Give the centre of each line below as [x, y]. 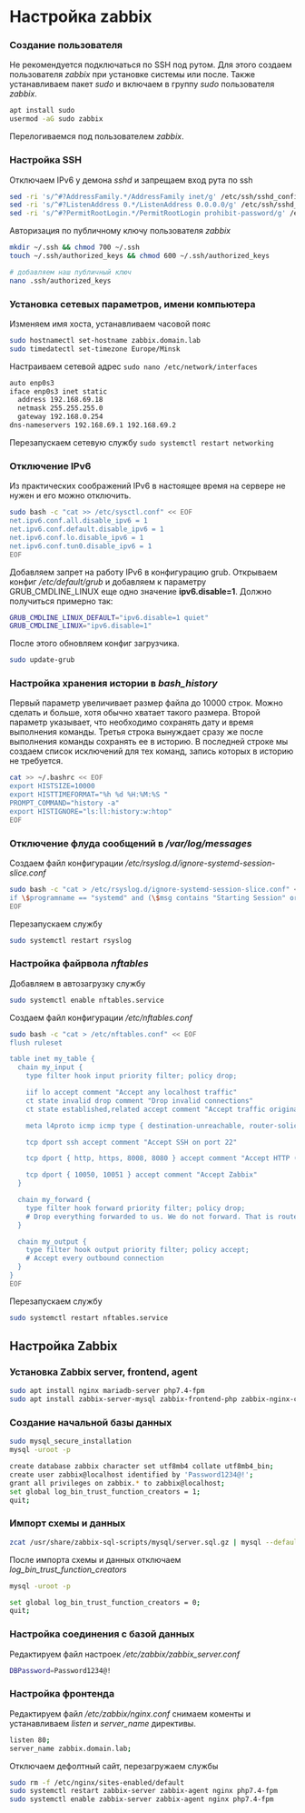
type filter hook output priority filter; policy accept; [138, 1250]
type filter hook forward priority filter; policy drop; [136, 1208]
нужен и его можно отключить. [70, 496]
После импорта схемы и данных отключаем [95, 1559]
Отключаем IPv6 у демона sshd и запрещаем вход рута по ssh [131, 180]
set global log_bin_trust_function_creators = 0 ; [105, 1602]
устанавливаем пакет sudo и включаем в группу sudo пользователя [142, 85]
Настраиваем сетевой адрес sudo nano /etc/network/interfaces [134, 366]
